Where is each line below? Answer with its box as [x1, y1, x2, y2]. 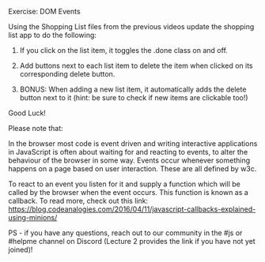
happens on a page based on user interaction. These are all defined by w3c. [8, 164, 257, 173]
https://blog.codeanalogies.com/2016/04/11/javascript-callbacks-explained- [8, 204, 256, 214]
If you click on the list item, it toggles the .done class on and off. [19, 46, 228, 54]
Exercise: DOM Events [8, 7, 81, 16]
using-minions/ [8, 213, 58, 222]
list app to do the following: [8, 31, 97, 39]
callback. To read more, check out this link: [8, 196, 149, 205]
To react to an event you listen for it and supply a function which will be [8, 179, 241, 189]
